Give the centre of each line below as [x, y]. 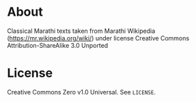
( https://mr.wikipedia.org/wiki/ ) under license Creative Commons [98, 38]
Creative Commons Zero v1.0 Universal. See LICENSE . [81, 92]
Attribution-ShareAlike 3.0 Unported [58, 45]
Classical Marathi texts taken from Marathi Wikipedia [81, 31]
